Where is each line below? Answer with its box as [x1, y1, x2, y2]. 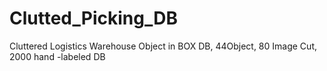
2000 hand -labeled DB [9, 50, 106, 62]
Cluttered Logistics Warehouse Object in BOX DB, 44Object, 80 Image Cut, [9, 40, 317, 52]
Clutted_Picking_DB [9, 7, 178, 30]
